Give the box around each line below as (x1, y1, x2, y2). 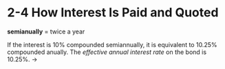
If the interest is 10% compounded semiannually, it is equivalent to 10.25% (7, 40, 217, 49)
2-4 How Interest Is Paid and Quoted (7, 5, 219, 20)
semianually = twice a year (7, 27, 85, 36)
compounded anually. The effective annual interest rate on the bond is (7, 48, 207, 56)
